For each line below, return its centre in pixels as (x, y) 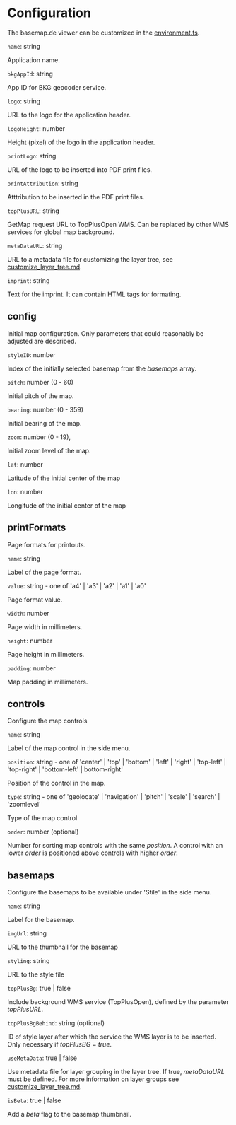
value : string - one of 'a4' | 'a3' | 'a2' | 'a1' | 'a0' (77, 585)
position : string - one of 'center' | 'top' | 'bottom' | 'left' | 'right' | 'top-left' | (117, 762)
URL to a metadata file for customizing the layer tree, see (90, 259)
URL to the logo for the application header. (69, 115)
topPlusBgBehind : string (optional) (56, 1023)
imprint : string (29, 280)
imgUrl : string (27, 933)
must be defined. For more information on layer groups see (93, 1079)
